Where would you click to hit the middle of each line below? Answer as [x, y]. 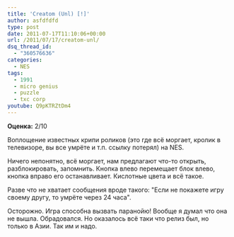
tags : [15, 73]
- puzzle [27, 93]
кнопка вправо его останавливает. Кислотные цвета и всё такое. [106, 176]
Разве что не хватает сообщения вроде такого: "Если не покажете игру [116, 190]
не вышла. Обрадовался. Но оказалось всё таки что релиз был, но [108, 218]
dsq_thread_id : [30, 47]
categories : [25, 60]
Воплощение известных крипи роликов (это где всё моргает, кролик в [114, 139]
